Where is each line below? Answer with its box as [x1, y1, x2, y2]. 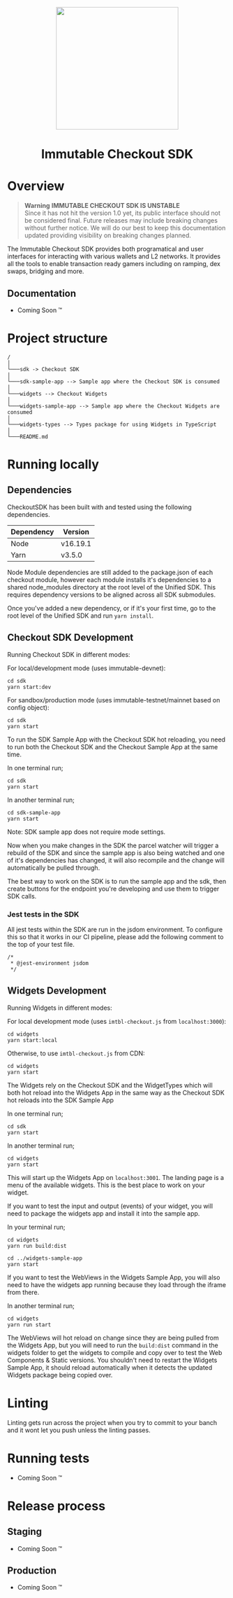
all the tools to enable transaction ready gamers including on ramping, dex [7, 260, 221, 268]
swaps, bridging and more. [7, 267, 84, 276]
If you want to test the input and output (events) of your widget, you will [7, 1202, 213, 1210]
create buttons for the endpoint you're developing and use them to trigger [7, 884, 220, 893]
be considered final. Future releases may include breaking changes [24, 216, 218, 225]
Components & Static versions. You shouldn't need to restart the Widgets [7, 1356, 218, 1364]
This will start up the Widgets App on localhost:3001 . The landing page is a [7, 1173, 225, 1181]
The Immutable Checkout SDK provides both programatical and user [7, 245, 204, 253]
